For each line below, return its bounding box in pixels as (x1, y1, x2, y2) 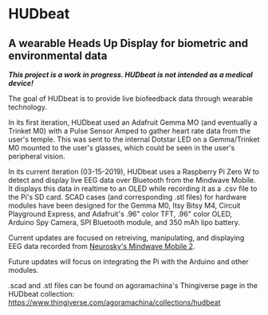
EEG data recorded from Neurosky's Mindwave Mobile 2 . (8, 242, 195, 251)
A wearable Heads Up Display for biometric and (8, 37, 249, 50)
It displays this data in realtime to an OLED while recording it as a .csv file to (8, 184, 258, 193)
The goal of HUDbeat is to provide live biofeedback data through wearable (8, 94, 254, 103)
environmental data (8, 49, 108, 62)
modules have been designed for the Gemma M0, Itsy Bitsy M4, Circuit (8, 200, 241, 210)
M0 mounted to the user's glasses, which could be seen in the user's (8, 143, 235, 152)
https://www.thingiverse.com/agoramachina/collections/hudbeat (8, 297, 221, 307)
